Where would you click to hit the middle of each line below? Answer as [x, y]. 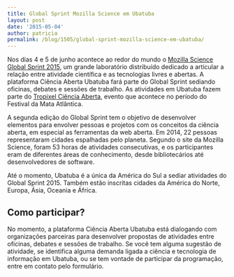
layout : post [26, 20]
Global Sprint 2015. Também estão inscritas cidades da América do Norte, [114, 183]
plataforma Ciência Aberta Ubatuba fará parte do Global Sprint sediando [111, 82]
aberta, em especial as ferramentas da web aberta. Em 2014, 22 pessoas [112, 133]
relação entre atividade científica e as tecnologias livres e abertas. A [105, 75]
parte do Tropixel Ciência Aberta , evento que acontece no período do [107, 97]
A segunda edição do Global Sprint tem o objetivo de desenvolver [102, 118]
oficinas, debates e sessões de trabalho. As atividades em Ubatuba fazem [114, 89]
